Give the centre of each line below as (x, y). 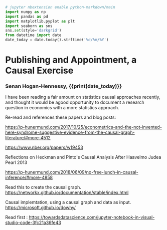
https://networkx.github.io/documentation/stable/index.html (67, 192)
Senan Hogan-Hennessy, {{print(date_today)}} (63, 86)
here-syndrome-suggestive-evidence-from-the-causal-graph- (70, 132)
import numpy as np (26, 12)
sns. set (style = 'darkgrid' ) (33, 31)
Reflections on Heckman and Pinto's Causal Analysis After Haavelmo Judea (83, 157)
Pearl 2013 (16, 162)
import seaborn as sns (29, 26)
